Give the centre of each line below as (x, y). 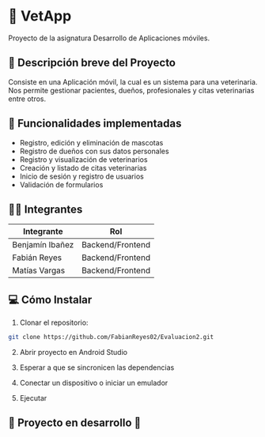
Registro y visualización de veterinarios (83, 159)
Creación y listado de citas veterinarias (83, 168)
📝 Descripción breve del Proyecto (92, 63)
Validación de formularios (61, 184)
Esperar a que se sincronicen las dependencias (97, 367)
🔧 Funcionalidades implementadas (95, 124)
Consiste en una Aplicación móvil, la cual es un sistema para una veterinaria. (133, 81)
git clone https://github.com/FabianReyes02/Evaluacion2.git (111, 337)
